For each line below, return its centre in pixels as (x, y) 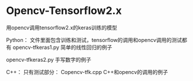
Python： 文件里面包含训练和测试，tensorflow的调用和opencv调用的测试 (94, 40)
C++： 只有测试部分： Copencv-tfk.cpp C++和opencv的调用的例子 (87, 72)
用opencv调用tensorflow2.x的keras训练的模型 (62, 27)
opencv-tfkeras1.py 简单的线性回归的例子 (63, 47)
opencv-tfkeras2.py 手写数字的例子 (49, 59)
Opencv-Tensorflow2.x (64, 11)
